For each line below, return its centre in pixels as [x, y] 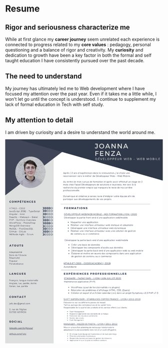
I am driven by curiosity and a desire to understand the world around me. [80, 132]
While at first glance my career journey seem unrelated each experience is [82, 39]
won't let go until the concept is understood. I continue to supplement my [80, 99]
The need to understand [43, 76]
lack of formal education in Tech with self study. [54, 104]
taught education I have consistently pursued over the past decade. [75, 60]
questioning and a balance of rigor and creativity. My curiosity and [74, 50]
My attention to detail [39, 120]
